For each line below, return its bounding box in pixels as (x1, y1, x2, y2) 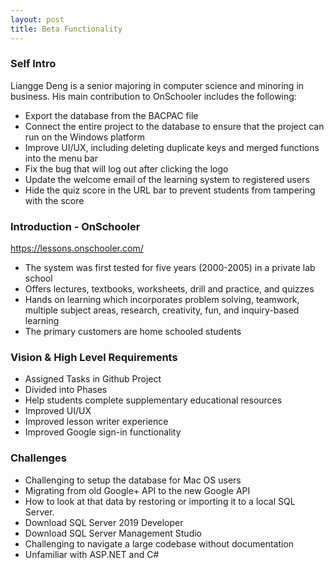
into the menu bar (24, 152, 98, 164)
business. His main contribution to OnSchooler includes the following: (10, 90, 297, 102)
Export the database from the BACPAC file (24, 109, 199, 121)
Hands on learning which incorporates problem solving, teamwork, (24, 294, 300, 306)
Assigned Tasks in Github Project (24, 373, 162, 385)
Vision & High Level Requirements (10, 351, 178, 365)
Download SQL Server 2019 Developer (24, 516, 184, 528)
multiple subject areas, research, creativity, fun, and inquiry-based (24, 304, 300, 316)
